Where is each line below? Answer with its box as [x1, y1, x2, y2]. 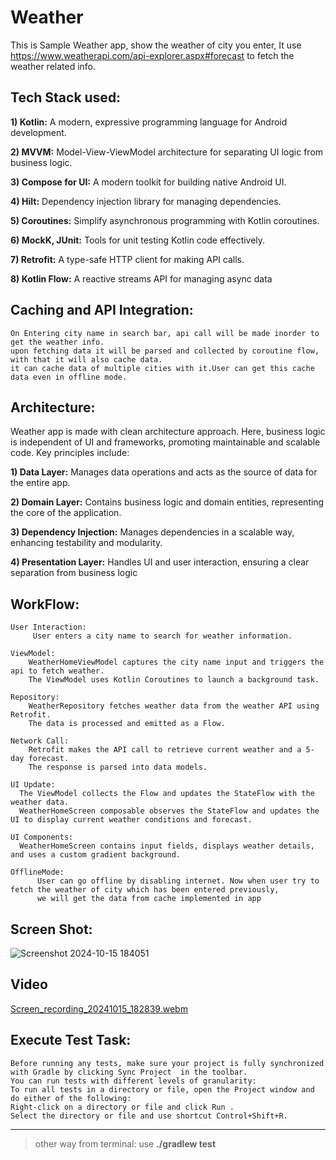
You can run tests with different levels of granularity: [10, 1076, 257, 1086]
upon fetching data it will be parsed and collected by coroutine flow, [10, 346, 320, 356]
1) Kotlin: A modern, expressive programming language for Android [10, 116, 288, 128]
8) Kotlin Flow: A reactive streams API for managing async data [10, 272, 273, 285]
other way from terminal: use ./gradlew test [34, 1137, 217, 1150]
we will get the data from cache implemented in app [36, 894, 262, 904]
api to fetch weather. [10, 666, 105, 676]
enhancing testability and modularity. [10, 537, 163, 549]
